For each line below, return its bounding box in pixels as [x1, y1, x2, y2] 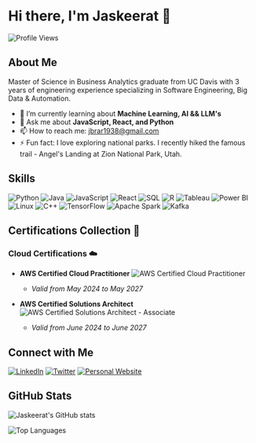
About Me [8, 56, 57, 69]
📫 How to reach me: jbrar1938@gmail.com [19, 126, 159, 135]
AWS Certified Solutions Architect [19, 299, 133, 309]
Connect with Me [8, 345, 94, 359]
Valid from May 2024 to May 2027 [31, 284, 144, 293]
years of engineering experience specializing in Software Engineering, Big [8, 85, 248, 94]
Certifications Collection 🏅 [8, 223, 141, 237]
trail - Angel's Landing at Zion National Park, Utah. [19, 149, 182, 158]
